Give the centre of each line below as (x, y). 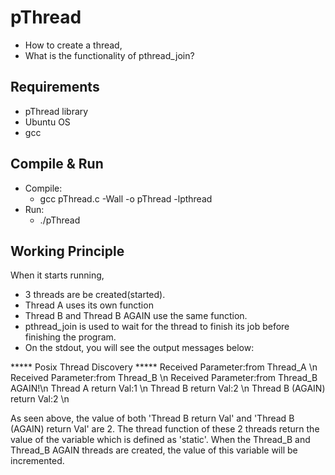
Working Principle (67, 251)
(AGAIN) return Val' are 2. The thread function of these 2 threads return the (165, 429)
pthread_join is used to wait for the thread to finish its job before (157, 327)
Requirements (55, 87)
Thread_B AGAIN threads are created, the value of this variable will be (154, 450)
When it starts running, (57, 275)
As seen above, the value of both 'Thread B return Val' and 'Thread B (152, 418)
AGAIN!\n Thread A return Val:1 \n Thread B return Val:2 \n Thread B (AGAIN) (168, 388)
